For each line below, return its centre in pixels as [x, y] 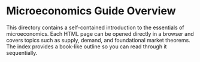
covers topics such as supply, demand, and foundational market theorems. [98, 40]
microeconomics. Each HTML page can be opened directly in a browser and [100, 33]
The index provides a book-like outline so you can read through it [87, 46]
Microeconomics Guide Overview [91, 11]
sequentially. [22, 52]
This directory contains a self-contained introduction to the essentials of [95, 27]
